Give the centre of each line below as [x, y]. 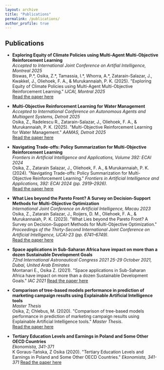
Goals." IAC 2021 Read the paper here [50, 281]
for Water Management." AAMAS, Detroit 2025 [59, 132]
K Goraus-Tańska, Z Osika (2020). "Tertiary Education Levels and [78, 352]
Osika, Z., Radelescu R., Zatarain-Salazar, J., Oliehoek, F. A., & [74, 122]
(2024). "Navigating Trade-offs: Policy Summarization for [70, 173]
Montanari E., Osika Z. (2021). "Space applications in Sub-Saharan [79, 270]
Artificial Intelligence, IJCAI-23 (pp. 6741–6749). [60, 235]
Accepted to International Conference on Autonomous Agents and [79, 111]
